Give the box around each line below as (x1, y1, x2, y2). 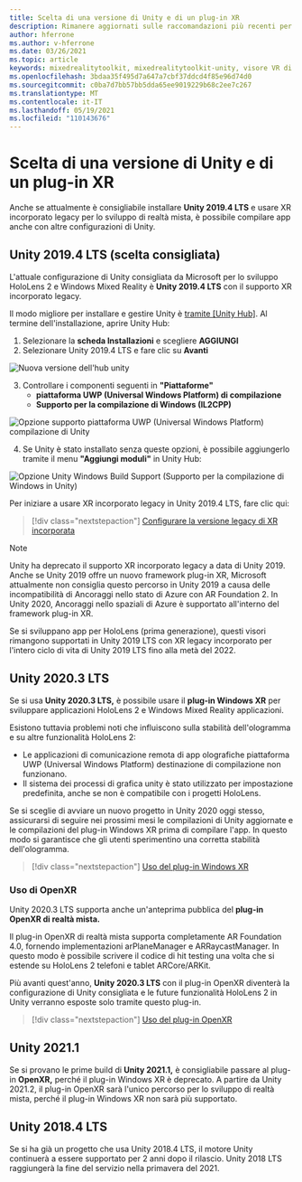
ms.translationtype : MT (9, 89, 99, 98)
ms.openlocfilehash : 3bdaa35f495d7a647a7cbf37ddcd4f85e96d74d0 (9, 72, 252, 81)
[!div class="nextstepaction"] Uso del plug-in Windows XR (31, 860, 250, 872)
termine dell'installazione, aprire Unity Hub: (9, 317, 170, 328)
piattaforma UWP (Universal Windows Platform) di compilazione (35, 389, 282, 400)
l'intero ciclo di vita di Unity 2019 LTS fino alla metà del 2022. (9, 644, 236, 655)
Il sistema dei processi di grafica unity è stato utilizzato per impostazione (22, 778, 294, 789)
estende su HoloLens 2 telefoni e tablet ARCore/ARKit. (9, 960, 212, 971)
